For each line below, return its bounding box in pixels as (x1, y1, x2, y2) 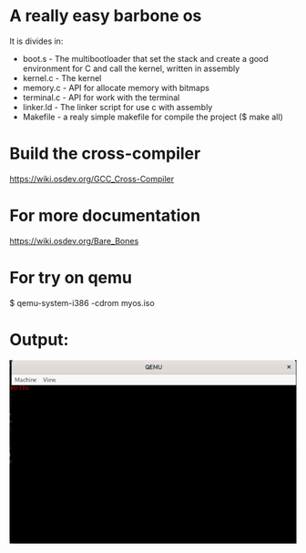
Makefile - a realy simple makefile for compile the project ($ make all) (22, 111, 284, 122)
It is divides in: (9, 36, 64, 46)
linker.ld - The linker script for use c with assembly (22, 101, 213, 112)
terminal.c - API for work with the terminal (22, 92, 180, 103)
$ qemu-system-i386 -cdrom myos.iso (9, 297, 155, 308)
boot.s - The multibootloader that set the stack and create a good (22, 53, 269, 64)
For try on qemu (9, 268, 132, 288)
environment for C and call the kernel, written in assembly (22, 63, 240, 74)
